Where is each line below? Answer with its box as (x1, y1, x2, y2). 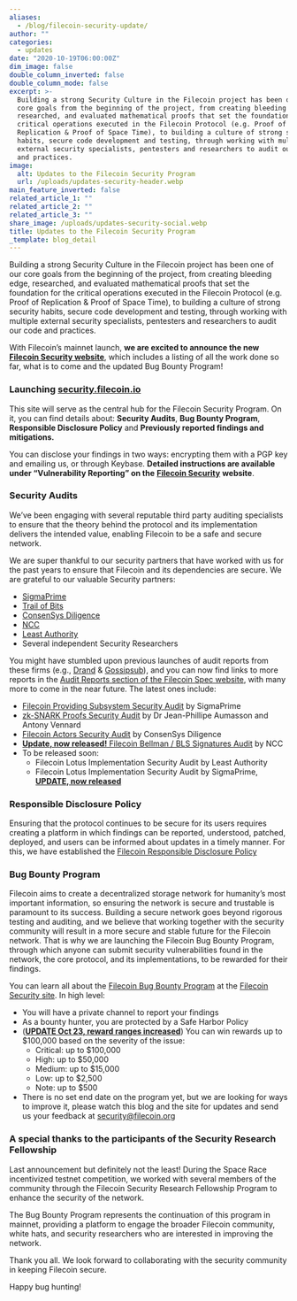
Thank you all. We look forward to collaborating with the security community (9, 1254, 287, 1266)
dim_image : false (9, 63, 73, 72)
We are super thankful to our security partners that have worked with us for (9, 555, 285, 566)
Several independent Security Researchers (21, 638, 179, 649)
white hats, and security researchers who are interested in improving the (9, 1228, 274, 1239)
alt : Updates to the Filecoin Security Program (17, 169, 196, 178)
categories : (9, 37, 53, 47)
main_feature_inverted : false (9, 186, 121, 195)
